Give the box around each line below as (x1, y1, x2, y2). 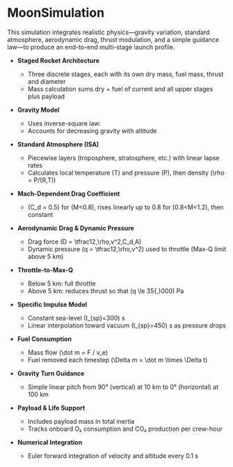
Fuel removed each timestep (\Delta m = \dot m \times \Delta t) (27, 355, 208, 364)
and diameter (27, 77, 66, 85)
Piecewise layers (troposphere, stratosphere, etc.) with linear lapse (27, 154, 220, 162)
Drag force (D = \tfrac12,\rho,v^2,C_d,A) (27, 237, 142, 246)
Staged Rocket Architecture (17, 56, 99, 64)
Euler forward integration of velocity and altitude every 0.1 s (27, 452, 198, 460)
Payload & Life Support (17, 403, 86, 412)
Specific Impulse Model (17, 300, 88, 309)
